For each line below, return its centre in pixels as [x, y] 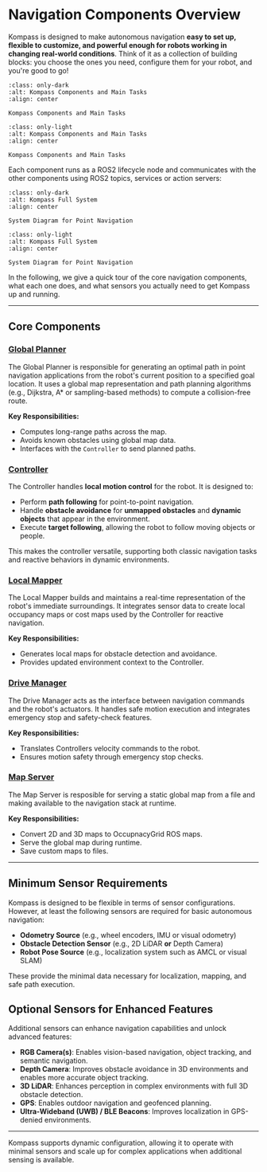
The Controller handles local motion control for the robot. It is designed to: [131, 486]
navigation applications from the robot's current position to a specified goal [132, 375]
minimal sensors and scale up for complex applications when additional [125, 1151]
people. [32, 535]
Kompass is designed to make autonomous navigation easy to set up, [122, 37]
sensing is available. [41, 1160]
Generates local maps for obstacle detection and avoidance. [118, 654]
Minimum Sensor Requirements [88, 883]
